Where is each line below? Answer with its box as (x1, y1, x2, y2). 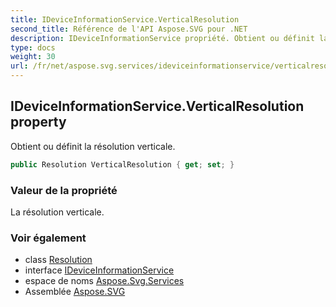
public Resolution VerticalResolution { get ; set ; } (10, 159, 235, 170)
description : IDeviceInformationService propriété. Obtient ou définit (10, 33, 315, 43)
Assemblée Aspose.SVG (24, 286, 126, 298)
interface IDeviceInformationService (24, 264, 175, 276)
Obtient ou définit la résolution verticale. (10, 140, 176, 152)
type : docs (10, 42, 56, 53)
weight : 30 (10, 52, 56, 62)
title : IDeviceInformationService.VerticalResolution (10, 14, 240, 25)
